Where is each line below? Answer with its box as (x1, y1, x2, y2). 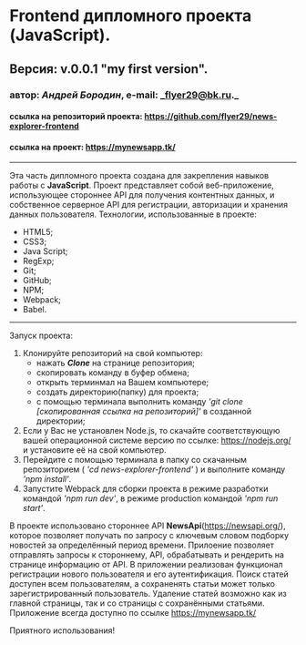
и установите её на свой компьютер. (22, 445, 167, 456)
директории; (36, 415, 86, 426)
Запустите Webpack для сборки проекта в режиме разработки (22, 484, 269, 495)
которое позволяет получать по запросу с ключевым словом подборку (9, 530, 290, 541)
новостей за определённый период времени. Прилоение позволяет (9, 539, 275, 551)
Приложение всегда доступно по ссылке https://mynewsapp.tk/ (9, 608, 257, 619)
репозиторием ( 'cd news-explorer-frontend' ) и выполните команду (22, 464, 286, 475)
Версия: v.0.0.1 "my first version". (9, 61, 209, 77)
